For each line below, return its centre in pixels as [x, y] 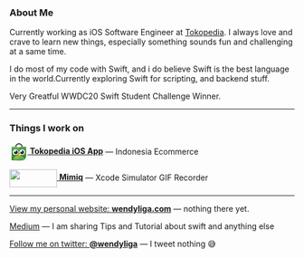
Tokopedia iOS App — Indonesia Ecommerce [114, 151]
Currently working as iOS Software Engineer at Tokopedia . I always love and [151, 33]
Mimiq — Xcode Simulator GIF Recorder [133, 177]
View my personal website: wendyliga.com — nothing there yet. [129, 208]
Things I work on [47, 129]
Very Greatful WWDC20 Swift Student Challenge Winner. [115, 96]
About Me [32, 13]
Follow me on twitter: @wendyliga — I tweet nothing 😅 [113, 244]
